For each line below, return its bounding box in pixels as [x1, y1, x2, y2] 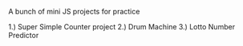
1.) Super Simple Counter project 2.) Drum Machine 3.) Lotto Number [8, 22, 235, 31]
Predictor [8, 31, 39, 40]
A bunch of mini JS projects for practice [8, 7, 140, 16]
